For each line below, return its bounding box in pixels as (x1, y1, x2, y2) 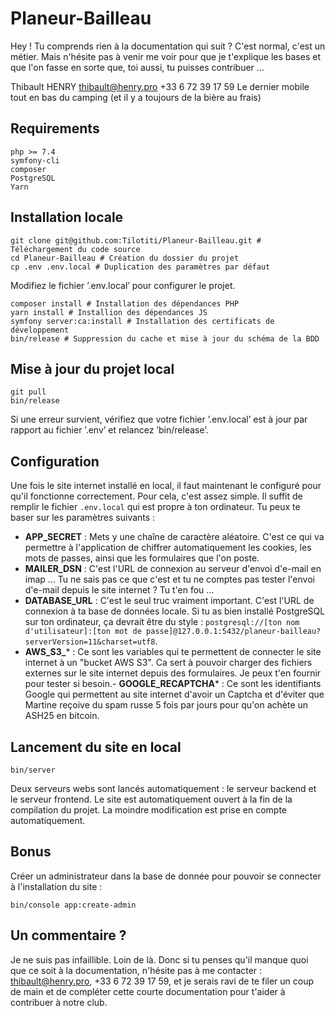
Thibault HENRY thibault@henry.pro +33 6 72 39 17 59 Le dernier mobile (10, 80, 310, 92)
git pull (10, 387, 47, 397)
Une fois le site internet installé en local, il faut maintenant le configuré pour (10, 480, 322, 492)
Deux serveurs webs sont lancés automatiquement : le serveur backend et (10, 783, 317, 794)
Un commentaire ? (10, 927, 127, 944)
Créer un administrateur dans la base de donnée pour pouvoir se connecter (10, 870, 322, 882)
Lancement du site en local (10, 738, 182, 756)
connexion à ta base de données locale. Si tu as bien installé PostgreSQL (24, 605, 326, 617)
